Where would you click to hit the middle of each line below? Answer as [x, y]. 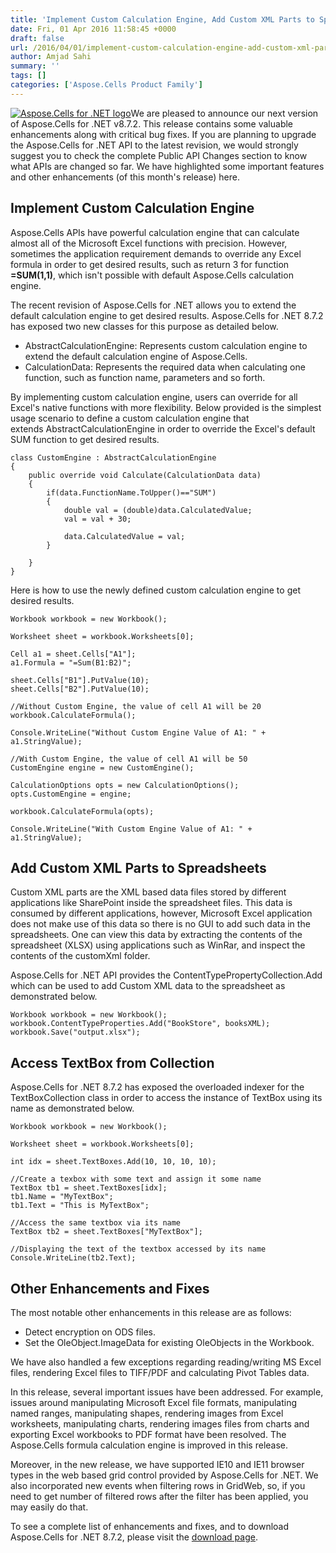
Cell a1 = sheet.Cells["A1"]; [73, 654]
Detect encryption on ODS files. [90, 1332]
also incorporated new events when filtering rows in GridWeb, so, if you [158, 1485]
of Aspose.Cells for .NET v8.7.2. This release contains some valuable [152, 123]
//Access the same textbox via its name [96, 1223]
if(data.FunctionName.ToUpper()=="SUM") [131, 492]
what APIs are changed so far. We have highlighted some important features [167, 166]
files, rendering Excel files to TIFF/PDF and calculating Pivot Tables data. [160, 1372]
